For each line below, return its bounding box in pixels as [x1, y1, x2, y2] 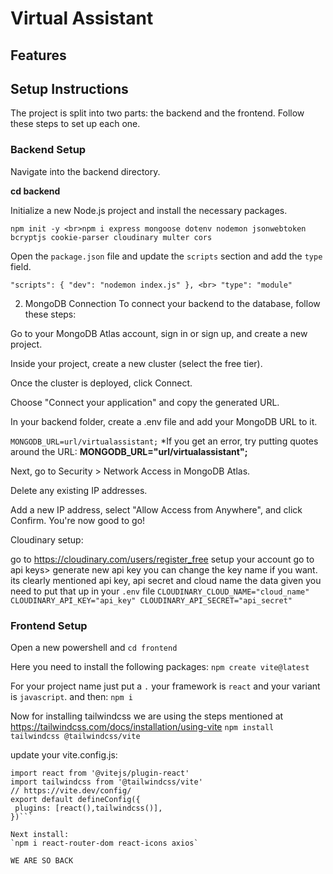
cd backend [10, 185, 61, 197]
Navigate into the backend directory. [10, 165, 161, 177]
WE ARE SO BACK [10, 855, 74, 866]
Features [10, 47, 67, 64]
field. [10, 260, 32, 272]
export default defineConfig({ [10, 794, 141, 804]
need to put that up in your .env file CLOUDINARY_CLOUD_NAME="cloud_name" [10, 585, 310, 597]
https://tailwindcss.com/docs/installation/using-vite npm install [10, 720, 275, 732]
